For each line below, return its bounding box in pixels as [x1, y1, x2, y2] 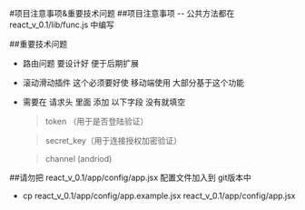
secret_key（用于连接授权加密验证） [44, 135, 182, 145]
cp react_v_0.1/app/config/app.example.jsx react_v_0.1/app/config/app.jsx [22, 190, 296, 201]
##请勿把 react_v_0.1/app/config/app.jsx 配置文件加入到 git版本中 [9, 172, 252, 183]
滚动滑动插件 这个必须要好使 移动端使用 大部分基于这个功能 [22, 77, 245, 88]
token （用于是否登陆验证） [44, 116, 149, 126]
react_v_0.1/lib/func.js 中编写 [9, 19, 115, 30]
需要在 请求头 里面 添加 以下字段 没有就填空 [22, 96, 186, 107]
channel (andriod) [44, 154, 113, 164]
